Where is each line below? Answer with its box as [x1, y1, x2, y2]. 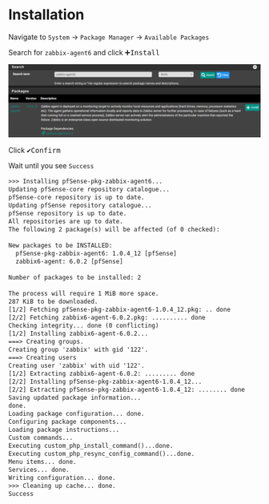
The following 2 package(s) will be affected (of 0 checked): [8, 225, 220, 233]
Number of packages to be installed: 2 [8, 273, 142, 281]
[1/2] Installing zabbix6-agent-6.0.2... [8, 329, 149, 337]
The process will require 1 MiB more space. [8, 289, 159, 297]
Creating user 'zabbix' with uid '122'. [8, 361, 146, 369]
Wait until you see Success [8, 160, 94, 170]
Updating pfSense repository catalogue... [8, 201, 152, 209]
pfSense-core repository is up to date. [8, 193, 146, 201]
